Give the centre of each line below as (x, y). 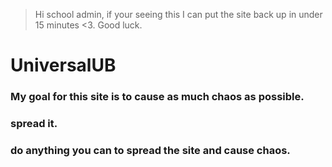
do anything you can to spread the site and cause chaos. (150, 150)
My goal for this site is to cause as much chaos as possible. (157, 97)
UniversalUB (63, 65)
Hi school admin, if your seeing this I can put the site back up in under (178, 14)
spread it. (34, 124)
